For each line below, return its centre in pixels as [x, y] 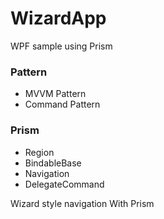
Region [39, 152]
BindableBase [53, 163]
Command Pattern [62, 104]
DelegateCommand [64, 184]
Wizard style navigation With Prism [82, 203]
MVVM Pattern [55, 94]
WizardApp [58, 18]
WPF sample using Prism [61, 46]
